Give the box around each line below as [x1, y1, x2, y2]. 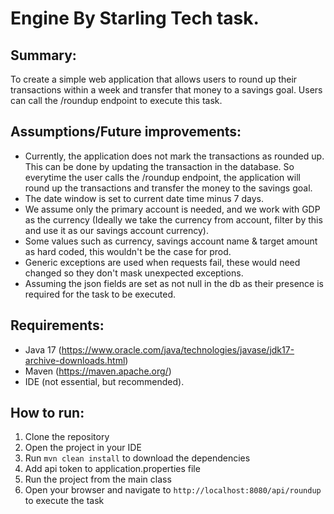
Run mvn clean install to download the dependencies [24, 452, 251, 464]
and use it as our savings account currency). [24, 224, 209, 236]
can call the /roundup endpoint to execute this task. [10, 95, 223, 106]
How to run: [10, 405, 85, 422]
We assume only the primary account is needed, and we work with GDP [24, 203, 321, 215]
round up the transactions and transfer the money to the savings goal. [24, 182, 313, 194]
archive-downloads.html [24, 354, 126, 366]
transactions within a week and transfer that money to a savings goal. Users [10, 84, 323, 96]
